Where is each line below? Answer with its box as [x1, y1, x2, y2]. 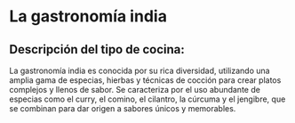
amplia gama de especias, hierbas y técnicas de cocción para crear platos [9, 75, 282, 86]
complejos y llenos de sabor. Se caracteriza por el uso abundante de [9, 85, 260, 94]
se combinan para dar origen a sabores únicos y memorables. [9, 103, 236, 113]
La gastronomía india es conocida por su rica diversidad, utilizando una [9, 65, 270, 76]
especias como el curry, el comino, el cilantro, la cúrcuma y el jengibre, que [9, 94, 286, 104]
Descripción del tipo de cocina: [9, 42, 185, 57]
